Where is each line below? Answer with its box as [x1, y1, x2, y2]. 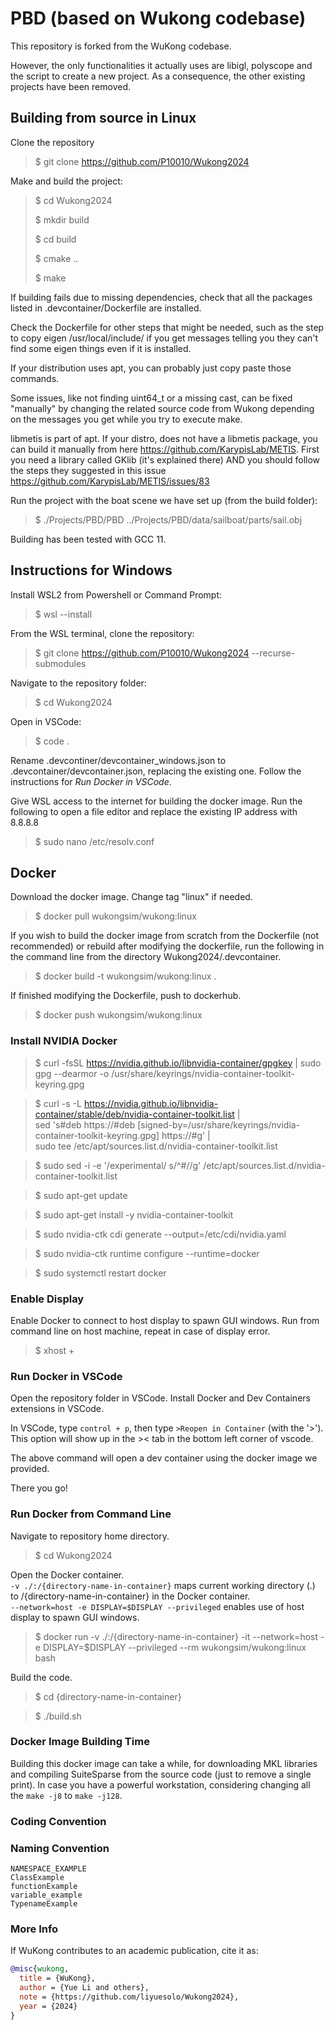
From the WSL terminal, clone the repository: [10, 627, 195, 639]
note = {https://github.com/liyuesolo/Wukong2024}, [19, 1992, 240, 2002]
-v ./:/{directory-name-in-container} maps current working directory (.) [10, 1579, 316, 1591]
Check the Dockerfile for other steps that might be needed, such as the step [10, 321, 325, 333]
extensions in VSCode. [10, 1403, 105, 1415]
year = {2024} [19, 2001, 78, 2011]
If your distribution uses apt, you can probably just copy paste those [10, 362, 292, 374]
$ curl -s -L [34, 1097, 82, 1109]
